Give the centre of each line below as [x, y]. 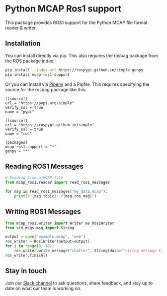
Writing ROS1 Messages [43, 212]
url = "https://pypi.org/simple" [40, 103]
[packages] [16, 142]
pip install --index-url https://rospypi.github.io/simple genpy [74, 70]
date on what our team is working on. [43, 288]
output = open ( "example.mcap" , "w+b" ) [45, 237]
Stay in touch [26, 271]
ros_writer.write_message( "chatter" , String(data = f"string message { [88, 251]
